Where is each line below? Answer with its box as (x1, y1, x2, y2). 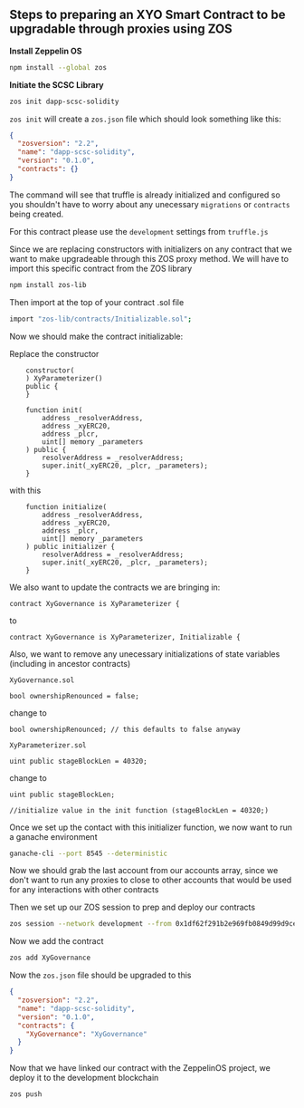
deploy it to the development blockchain (9, 1073, 159, 1084)
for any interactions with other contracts (9, 884, 159, 895)
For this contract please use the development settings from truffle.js (9, 226, 269, 236)
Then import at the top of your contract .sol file (9, 296, 185, 307)
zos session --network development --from (9, 920, 172, 929)
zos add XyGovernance (9, 953, 91, 963)
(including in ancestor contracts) (9, 658, 131, 669)
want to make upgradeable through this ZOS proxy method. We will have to (9, 253, 290, 264)
